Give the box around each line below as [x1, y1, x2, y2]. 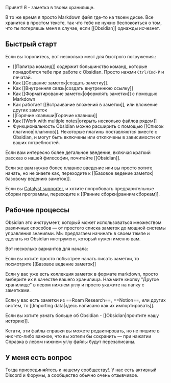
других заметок [12, 107, 47, 113]
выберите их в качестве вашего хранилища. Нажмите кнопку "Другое [5, 276, 159, 282]
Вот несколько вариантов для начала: [5, 245, 88, 252]
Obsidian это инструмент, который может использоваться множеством [5, 219, 162, 226]
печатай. [12, 74, 32, 80]
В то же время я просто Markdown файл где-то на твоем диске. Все [5, 14, 154, 20]
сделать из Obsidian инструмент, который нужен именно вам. [5, 235, 141, 242]
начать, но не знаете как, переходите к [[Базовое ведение [5, 170, 133, 176]
